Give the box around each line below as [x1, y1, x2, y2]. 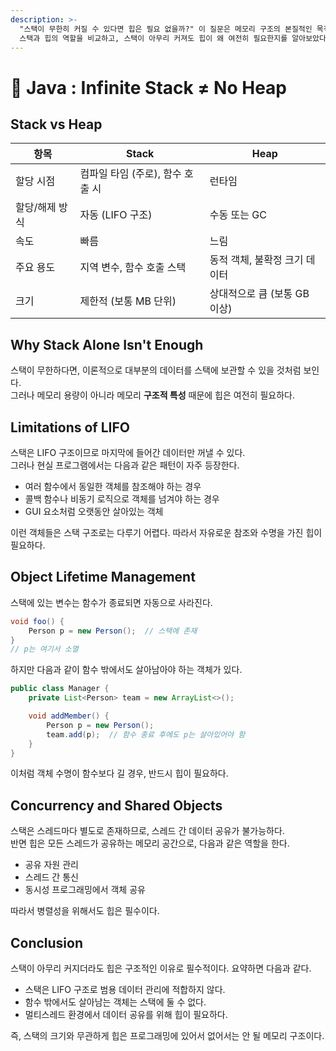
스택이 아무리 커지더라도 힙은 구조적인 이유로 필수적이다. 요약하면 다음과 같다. [10, 962, 312, 975]
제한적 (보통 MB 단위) [79, 294, 177, 308]
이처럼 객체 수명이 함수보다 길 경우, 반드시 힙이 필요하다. [10, 767, 229, 780]
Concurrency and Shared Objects [10, 797, 223, 814]
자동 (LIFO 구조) [79, 208, 153, 222]
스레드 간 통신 [24, 871, 79, 883]
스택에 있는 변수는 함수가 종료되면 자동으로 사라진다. [10, 596, 213, 608]
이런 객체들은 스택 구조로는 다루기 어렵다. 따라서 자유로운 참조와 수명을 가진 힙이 [10, 527, 323, 538]
